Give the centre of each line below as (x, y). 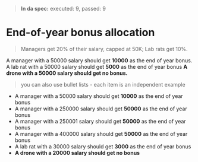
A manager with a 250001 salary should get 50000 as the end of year (100, 121)
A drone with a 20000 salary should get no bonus (77, 153)
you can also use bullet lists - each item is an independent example (103, 84)
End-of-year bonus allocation (81, 33)
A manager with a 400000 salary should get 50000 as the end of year (101, 134)
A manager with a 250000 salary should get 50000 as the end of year (101, 109)
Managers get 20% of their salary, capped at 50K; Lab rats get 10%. (104, 49)
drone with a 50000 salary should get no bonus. (67, 73)
